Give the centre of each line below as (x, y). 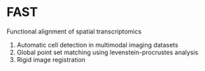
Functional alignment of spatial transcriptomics (74, 31)
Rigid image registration (51, 59)
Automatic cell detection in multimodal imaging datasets (98, 45)
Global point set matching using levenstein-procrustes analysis (107, 52)
